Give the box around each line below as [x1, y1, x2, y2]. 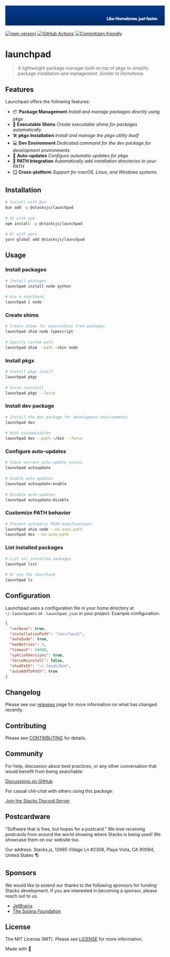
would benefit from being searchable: [5, 768, 83, 774]
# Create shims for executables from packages [5, 324, 105, 329]
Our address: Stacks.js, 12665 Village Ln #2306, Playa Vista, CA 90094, [5, 846, 155, 852]
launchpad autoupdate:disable [5, 497, 69, 502]
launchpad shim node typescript [5, 329, 73, 334]
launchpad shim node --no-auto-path [5, 527, 82, 532]
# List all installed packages [5, 556, 71, 561]
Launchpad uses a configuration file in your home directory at [5, 605, 134, 611]
